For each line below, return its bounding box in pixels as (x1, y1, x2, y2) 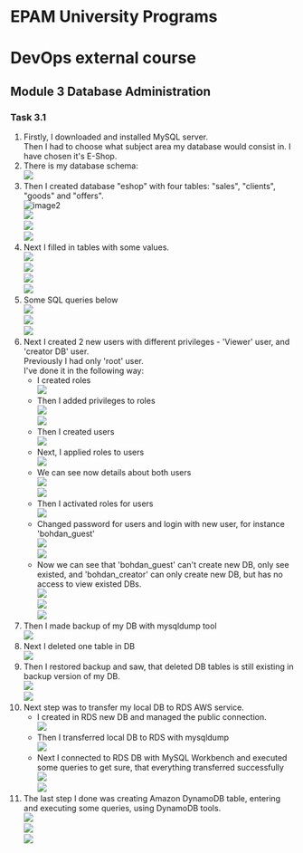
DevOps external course (10, 48, 197, 69)
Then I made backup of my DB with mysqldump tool (23, 620, 217, 631)
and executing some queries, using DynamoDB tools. (23, 803, 222, 814)
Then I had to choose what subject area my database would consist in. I (23, 141, 291, 152)
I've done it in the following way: (23, 365, 144, 377)
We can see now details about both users (36, 467, 192, 478)
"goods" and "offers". (23, 190, 104, 201)
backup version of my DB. (23, 671, 120, 682)
